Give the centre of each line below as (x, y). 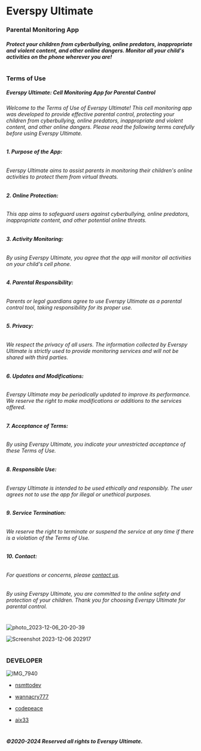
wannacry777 (32, 697)
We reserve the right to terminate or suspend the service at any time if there (100, 531)
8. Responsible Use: (31, 469)
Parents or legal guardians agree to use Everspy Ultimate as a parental (94, 301)
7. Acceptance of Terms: (37, 426)
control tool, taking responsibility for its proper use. (69, 307)
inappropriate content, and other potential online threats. (77, 221)
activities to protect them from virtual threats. (62, 177)
